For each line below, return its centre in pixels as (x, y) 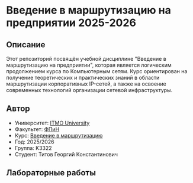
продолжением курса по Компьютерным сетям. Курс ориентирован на (97, 71)
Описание (26, 45)
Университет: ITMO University (52, 123)
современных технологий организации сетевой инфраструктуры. (89, 90)
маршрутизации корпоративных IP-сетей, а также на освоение (86, 84)
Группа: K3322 (33, 148)
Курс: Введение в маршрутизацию (59, 135)
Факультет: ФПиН (37, 129)
